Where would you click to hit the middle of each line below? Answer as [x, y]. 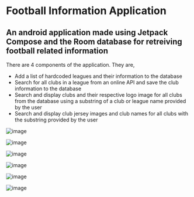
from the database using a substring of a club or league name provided [100, 101]
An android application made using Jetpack [87, 33]
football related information [57, 51]
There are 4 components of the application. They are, [70, 65]
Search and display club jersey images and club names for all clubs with [101, 113]
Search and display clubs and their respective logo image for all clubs [98, 95]
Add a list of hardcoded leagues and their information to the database [98, 76]
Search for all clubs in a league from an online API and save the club [97, 82]
